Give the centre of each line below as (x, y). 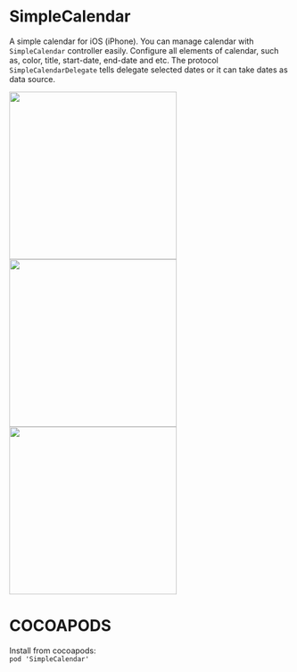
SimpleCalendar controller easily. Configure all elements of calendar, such (144, 50)
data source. (33, 79)
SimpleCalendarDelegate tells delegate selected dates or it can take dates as (148, 70)
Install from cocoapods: (53, 651)
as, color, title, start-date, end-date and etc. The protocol (114, 60)
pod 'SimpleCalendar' (49, 659)
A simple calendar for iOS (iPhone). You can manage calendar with (132, 41)
